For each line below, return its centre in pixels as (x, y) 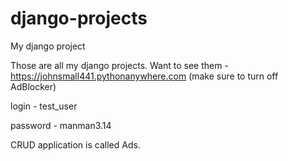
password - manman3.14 (61, 125)
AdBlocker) (33, 86)
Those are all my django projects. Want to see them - (119, 65)
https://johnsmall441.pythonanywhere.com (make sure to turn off (144, 76)
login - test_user (44, 106)
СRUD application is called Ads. (75, 144)
